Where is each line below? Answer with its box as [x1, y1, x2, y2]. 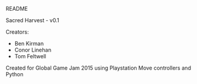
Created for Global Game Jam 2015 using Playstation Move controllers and [5, 64, 192, 71]
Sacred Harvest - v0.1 [5, 17, 60, 23]
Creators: [5, 28, 29, 35]
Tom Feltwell [14, 53, 47, 59]
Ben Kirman [14, 40, 44, 47]
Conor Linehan [14, 46, 52, 53]
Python [5, 71, 24, 77]
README [5, 5, 28, 12]
